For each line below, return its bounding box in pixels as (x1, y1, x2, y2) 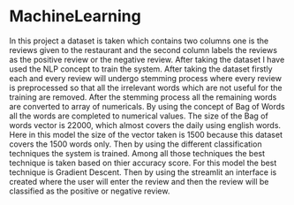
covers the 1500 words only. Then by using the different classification (9, 139, 262, 149)
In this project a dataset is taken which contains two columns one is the (9, 35, 269, 46)
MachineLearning (9, 6, 141, 27)
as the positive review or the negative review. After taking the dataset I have (9, 54, 285, 65)
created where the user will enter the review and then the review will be (9, 176, 269, 186)
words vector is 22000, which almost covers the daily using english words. (9, 119, 281, 130)
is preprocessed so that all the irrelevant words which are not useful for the (9, 82, 283, 93)
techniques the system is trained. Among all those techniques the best (9, 148, 266, 158)
